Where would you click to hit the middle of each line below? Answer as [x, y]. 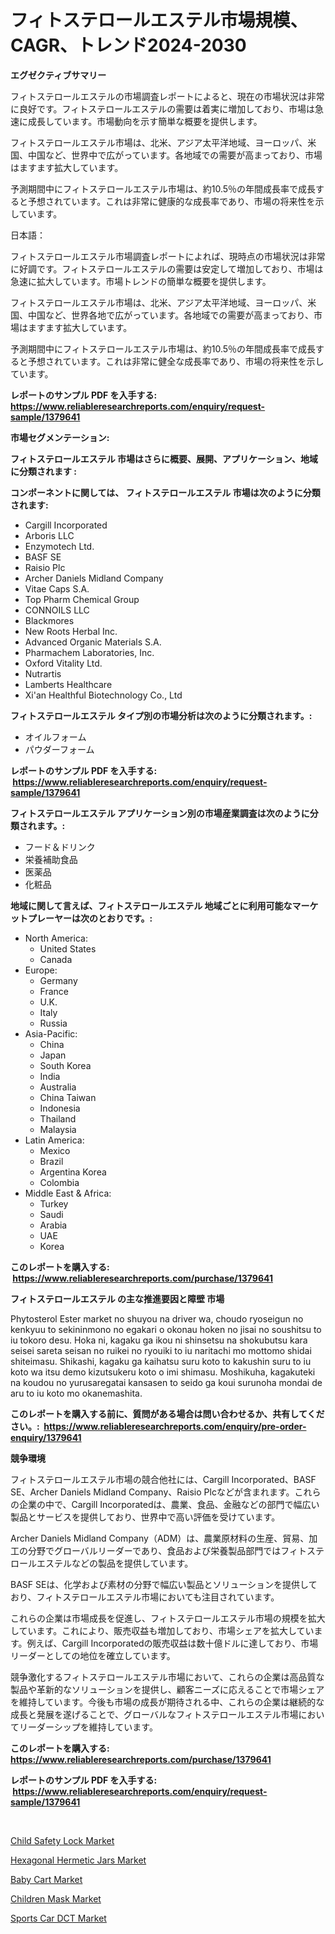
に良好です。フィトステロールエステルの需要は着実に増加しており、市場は [162, 108]
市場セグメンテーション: [60, 437]
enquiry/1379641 [46, 1437]
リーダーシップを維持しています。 [88, 1727]
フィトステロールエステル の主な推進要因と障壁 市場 [117, 1298]
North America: [56, 938]
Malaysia [58, 1129]
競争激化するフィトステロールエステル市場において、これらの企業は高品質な [167, 1677]
